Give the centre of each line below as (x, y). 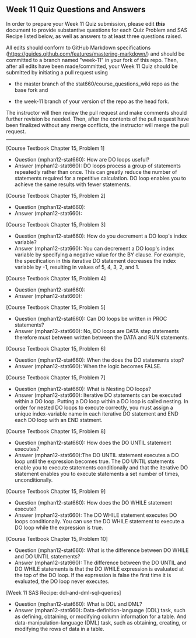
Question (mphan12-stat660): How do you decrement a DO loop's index (101, 236)
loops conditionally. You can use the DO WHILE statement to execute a (99, 521)
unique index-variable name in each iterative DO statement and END (97, 414)
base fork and (31, 90)
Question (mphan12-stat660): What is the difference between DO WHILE (101, 550)
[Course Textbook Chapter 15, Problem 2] (56, 195)
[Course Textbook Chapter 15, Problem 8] (56, 431)
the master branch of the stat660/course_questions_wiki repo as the (97, 84)
